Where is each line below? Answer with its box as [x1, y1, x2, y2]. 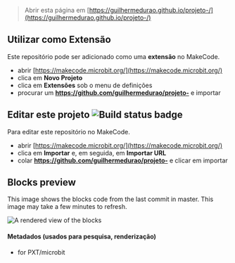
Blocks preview [7, 177, 76, 188]
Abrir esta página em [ [24, 6, 90, 14]
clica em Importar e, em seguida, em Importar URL [17, 148, 167, 157]
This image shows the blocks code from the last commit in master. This [7, 195, 214, 203]
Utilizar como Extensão [7, 34, 111, 46]
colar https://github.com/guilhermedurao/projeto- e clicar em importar [17, 156, 229, 165]
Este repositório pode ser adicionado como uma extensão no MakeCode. [7, 52, 220, 60]
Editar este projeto [7, 109, 90, 121]
